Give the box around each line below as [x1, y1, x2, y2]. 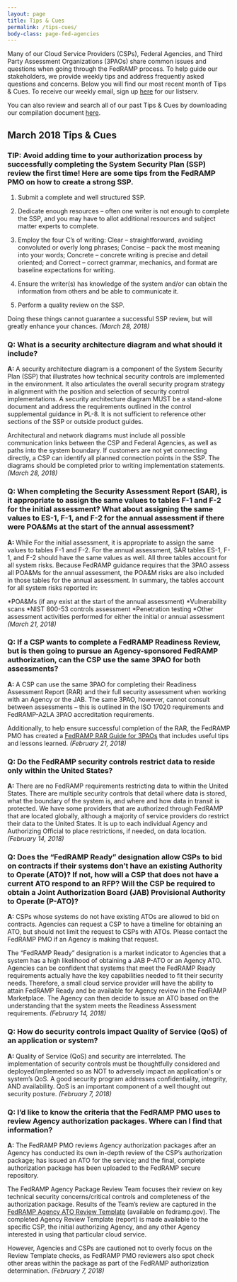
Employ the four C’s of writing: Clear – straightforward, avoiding [17, 235, 203, 244]
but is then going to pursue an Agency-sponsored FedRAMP [7, 646, 218, 656]
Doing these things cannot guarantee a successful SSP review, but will [7, 314, 213, 323]
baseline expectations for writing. [17, 265, 115, 274]
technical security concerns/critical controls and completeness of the [7, 1193, 210, 1201]
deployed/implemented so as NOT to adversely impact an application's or [7, 1066, 222, 1075]
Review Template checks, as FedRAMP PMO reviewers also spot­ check [7, 1252, 214, 1260]
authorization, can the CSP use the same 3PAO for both [7, 655, 202, 665]
